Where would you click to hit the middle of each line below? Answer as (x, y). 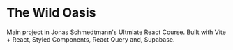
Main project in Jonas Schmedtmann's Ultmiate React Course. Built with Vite (116, 32)
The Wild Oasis (51, 13)
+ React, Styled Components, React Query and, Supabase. (91, 39)
